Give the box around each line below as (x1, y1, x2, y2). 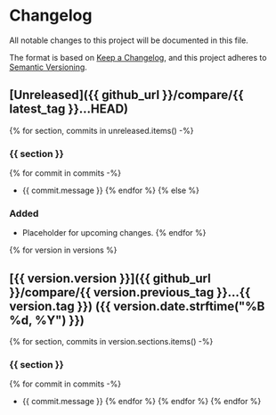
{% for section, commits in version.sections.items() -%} (9, 336, 214, 347)
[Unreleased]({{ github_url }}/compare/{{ (9, 87, 244, 103)
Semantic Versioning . (9, 62, 87, 72)
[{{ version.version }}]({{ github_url (9, 270, 211, 286)
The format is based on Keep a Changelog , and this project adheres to (9, 52, 267, 62)
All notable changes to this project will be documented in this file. (9, 35, 249, 46)
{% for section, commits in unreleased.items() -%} (9, 125, 194, 136)
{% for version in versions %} (9, 245, 118, 255)
